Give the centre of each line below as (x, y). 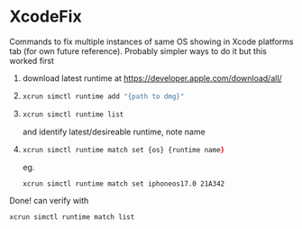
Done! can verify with (49, 201)
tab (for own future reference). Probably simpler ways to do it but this (138, 50)
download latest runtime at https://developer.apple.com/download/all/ (152, 78)
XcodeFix (46, 17)
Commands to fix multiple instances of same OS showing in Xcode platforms (151, 41)
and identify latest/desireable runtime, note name (114, 132)
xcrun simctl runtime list (73, 114)
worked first (32, 60)
